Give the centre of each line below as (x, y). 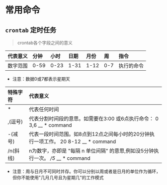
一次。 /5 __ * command (62, 158)
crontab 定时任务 (31, 30)
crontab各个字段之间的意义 (45, 43)
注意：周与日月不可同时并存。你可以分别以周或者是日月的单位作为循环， (86, 171)
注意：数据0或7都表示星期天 (41, 79)
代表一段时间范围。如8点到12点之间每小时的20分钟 (89, 134)
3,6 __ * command (50, 125)
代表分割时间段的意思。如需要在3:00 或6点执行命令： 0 (94, 118)
